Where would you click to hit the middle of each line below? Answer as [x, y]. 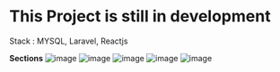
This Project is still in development [140, 16]
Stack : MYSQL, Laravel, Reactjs [69, 41]
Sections [26, 58]
